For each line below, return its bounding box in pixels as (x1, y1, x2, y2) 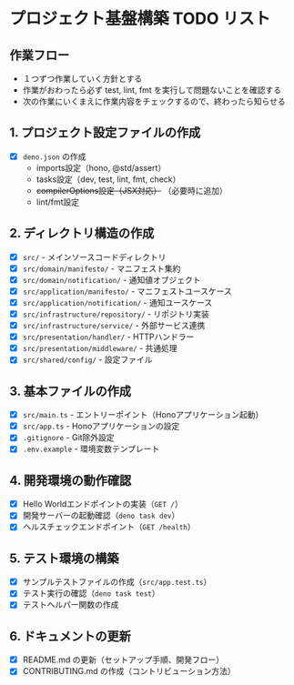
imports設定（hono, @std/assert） (35, 162, 167, 173)
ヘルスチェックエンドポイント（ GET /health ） (22, 521, 196, 532)
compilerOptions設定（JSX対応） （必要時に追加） (35, 185, 228, 196)
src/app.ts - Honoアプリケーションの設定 (22, 420, 180, 432)
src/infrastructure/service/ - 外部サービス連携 (22, 320, 206, 331)
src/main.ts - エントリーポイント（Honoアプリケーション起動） (22, 409, 264, 420)
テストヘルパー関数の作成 (22, 599, 119, 610)
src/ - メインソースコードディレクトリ (22, 251, 167, 262)
